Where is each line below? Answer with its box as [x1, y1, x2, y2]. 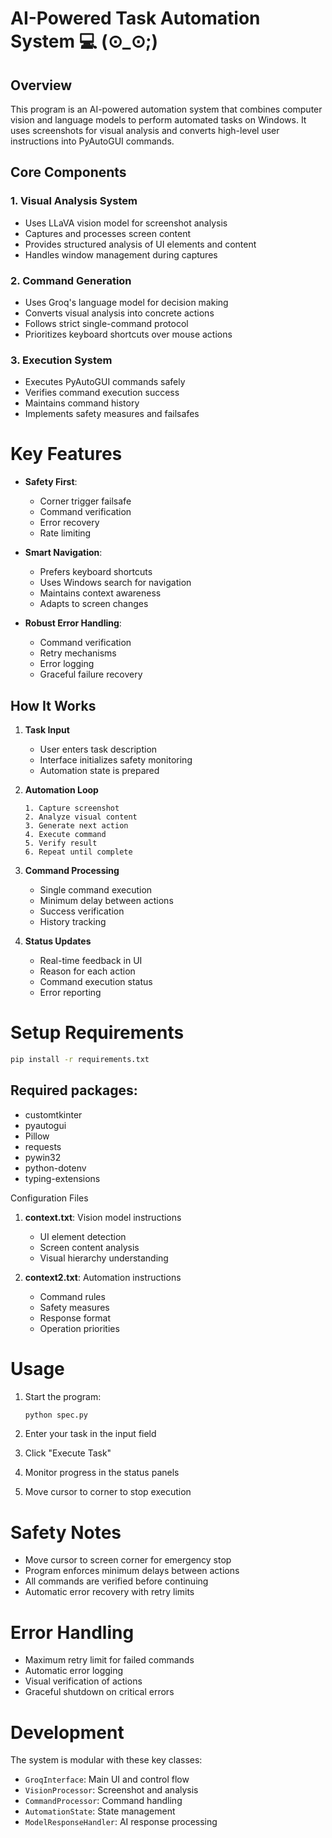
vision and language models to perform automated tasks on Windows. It [10, 114, 307, 126]
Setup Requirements [10, 1022, 185, 1044]
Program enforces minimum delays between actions [24, 1565, 240, 1577]
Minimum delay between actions [39, 895, 174, 907]
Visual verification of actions [24, 1675, 143, 1687]
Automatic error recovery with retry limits [24, 1586, 195, 1598]
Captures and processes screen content [24, 227, 191, 239]
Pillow [24, 1130, 50, 1142]
